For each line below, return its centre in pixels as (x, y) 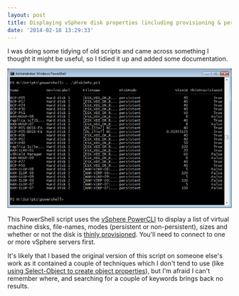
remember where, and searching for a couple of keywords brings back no (116, 279)
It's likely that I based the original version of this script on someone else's (115, 256)
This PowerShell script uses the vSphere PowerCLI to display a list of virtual (118, 219)
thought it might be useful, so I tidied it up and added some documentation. (118, 59)
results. (18, 286)
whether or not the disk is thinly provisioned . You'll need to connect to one (116, 235)
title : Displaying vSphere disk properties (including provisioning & (114, 22)
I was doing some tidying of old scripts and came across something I (108, 51)
